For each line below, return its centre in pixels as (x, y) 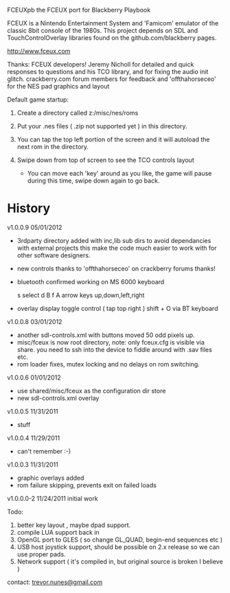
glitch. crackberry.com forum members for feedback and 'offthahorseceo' (112, 79)
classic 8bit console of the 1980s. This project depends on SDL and (103, 31)
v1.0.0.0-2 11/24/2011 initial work (53, 498)
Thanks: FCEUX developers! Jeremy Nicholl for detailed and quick (101, 64)
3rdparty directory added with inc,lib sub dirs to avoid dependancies (114, 240)
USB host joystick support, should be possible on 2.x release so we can (118, 547)
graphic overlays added (50, 478)
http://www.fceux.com (39, 51)
